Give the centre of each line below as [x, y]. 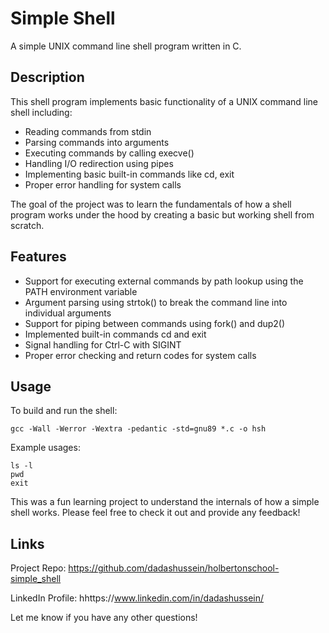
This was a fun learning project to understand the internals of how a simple [165, 502]
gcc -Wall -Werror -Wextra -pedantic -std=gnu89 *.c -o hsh [138, 429]
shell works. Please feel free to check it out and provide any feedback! [155, 513]
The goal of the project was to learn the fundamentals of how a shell [151, 204]
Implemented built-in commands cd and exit [115, 334]
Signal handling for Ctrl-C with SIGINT [103, 344]
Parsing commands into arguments [97, 142]
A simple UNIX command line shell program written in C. [126, 46]
